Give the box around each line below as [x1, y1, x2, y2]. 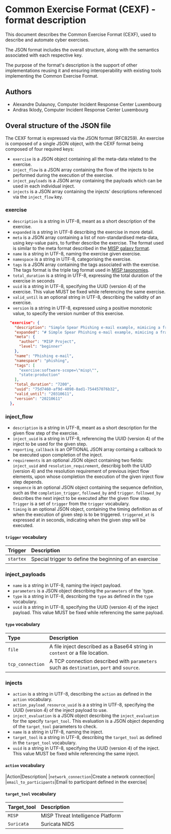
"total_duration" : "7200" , [14, 382, 72, 387]
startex [8, 556, 26, 562]
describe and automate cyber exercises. [5, 37, 90, 43]
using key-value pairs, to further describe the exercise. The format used [12, 240, 164, 246]
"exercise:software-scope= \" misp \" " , [18, 368, 99, 373]
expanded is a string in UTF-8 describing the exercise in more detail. [12, 229, 154, 235]
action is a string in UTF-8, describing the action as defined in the [12, 690, 152, 697]
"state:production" [18, 372, 60, 377]
